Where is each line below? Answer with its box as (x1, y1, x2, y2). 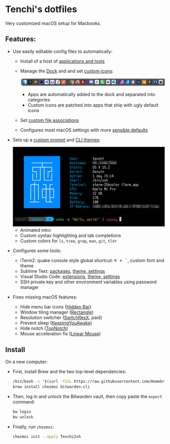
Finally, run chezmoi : (12, 423, 54, 430)
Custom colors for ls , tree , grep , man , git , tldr (20, 238, 117, 244)
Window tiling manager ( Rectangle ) (20, 309, 94, 315)
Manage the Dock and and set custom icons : (20, 68, 114, 74)
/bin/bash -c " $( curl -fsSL (12, 379, 72, 384)
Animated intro (20, 227, 51, 233)
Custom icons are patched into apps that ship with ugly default (27, 102, 159, 108)
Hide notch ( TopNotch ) (20, 325, 68, 331)
